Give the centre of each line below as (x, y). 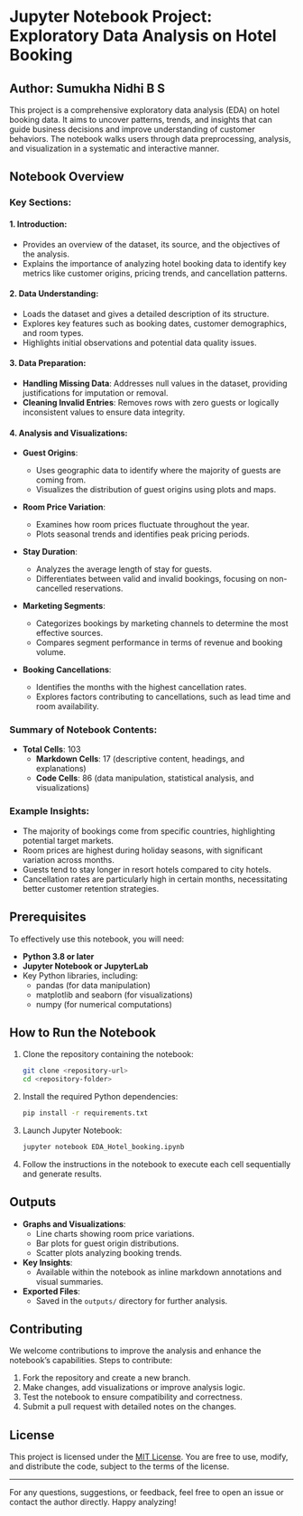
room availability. (67, 707)
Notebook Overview (67, 177)
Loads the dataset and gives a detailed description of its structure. (146, 313)
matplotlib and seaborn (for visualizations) (115, 995)
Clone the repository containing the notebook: (108, 1054)
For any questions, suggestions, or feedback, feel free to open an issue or (147, 1493)
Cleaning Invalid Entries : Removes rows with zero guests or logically (151, 402)
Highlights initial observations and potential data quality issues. (139, 342)
